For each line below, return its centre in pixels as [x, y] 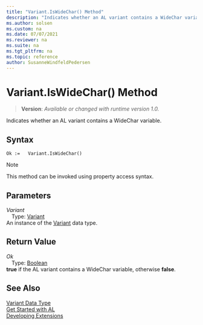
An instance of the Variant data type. [52, 223]
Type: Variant [28, 217]
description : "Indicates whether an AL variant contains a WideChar [94, 18]
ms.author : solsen [29, 23]
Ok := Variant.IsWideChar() [44, 154]
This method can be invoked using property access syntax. [80, 176]
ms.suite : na [23, 46]
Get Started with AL [31, 309]
